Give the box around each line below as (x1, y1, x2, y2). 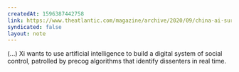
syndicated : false (7, 23, 62, 30)
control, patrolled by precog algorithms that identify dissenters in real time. (7, 57, 226, 66)
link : (7, 17, 23, 24)
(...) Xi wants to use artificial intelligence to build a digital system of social (7, 49, 223, 58)
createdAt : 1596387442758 (7, 10, 84, 18)
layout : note (7, 30, 46, 37)
